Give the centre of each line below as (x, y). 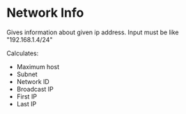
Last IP (26, 104)
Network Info (45, 13)
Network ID (33, 81)
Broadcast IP (35, 89)
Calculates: (23, 53)
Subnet (27, 74)
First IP (27, 97)
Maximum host (38, 66)
